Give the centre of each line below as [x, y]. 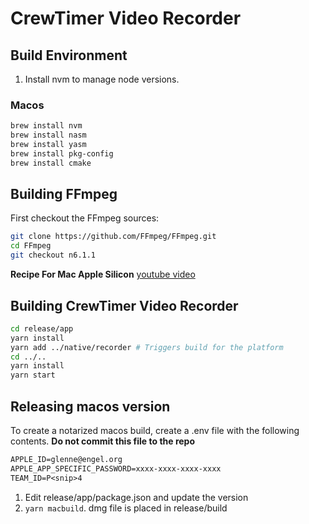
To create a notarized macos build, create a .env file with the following [155, 430]
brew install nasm [48, 135]
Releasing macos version [90, 406]
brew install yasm [48, 145]
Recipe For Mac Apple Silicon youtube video [103, 274]
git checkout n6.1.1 [53, 255]
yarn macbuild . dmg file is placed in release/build [126, 508]
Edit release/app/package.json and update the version [136, 497]
